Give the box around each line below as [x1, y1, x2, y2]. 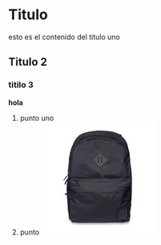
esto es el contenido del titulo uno [8, 32, 120, 42]
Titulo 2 [8, 55, 48, 69]
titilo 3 [8, 79, 34, 90]
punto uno [19, 113, 54, 122]
